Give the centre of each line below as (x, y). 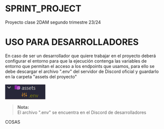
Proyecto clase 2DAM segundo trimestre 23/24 (53, 22)
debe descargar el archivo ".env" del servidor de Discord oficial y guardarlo (82, 71)
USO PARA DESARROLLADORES (72, 42)
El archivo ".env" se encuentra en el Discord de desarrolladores (82, 112)
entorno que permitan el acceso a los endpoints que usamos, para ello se (80, 66)
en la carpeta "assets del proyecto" (41, 76)
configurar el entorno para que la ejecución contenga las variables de (76, 61)
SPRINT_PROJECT (43, 9)
